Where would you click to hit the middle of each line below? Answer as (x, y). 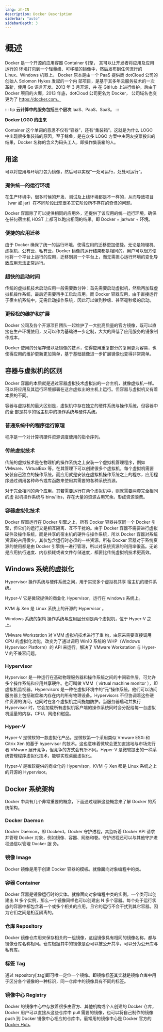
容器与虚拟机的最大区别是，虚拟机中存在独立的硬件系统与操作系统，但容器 (79, 406)
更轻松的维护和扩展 (27, 314)
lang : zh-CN (17, 9)
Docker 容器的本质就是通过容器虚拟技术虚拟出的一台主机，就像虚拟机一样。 (81, 383)
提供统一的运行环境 (27, 185)
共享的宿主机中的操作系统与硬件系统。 (61, 412)
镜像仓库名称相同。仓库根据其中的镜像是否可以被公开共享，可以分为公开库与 (81, 944)
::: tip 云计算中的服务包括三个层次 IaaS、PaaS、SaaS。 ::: (62, 110)
